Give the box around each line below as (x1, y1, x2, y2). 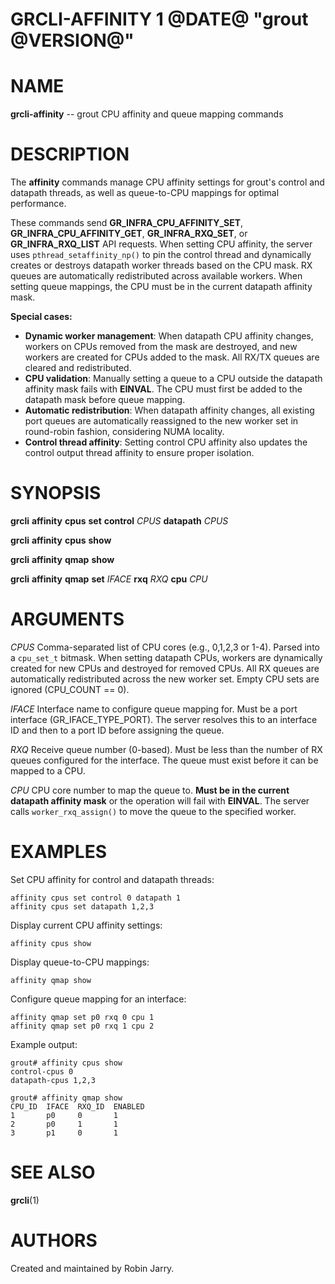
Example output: (10, 1038, 78, 1050)
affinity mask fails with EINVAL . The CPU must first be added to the (24, 383, 303, 395)
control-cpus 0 (10, 1066, 74, 1077)
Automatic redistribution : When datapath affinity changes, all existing (24, 404, 315, 417)
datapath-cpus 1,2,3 (10, 1075, 97, 1085)
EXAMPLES (10, 841, 107, 863)
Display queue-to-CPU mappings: (10, 956, 150, 968)
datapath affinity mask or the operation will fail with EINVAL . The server (10, 794, 310, 807)
